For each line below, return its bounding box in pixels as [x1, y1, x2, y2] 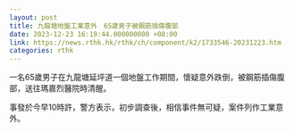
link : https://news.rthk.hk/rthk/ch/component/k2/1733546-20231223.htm [9, 37, 281, 47]
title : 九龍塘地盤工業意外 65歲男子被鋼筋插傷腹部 [9, 21, 179, 30]
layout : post [9, 12, 58, 22]
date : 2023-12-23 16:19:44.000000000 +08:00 [9, 29, 178, 38]
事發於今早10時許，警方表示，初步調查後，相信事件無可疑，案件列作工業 [9, 102, 276, 112]
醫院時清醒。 [63, 83, 112, 94]
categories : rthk [9, 46, 74, 55]
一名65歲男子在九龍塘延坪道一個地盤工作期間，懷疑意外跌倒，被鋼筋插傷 [9, 72, 277, 83]
